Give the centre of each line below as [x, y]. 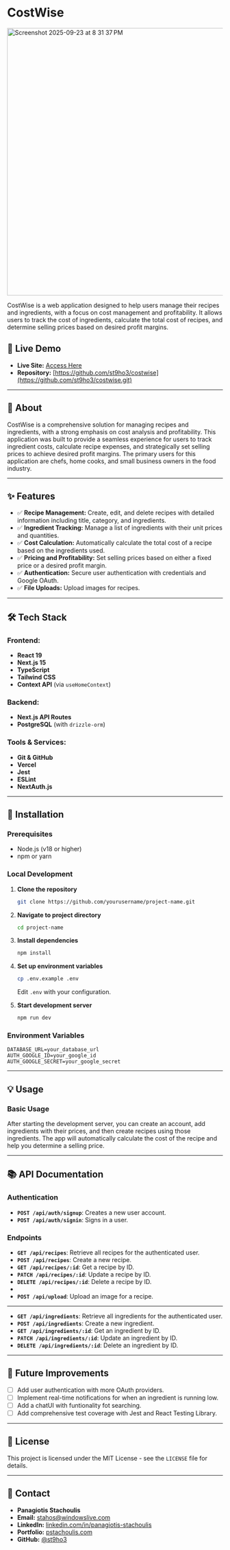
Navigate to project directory [59, 914]
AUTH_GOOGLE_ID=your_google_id [52, 1056]
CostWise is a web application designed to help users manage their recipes [113, 305]
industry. [20, 468]
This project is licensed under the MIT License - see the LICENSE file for [107, 1458]
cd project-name [40, 928]
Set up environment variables [60, 966]
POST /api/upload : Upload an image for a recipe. [85, 1296]
